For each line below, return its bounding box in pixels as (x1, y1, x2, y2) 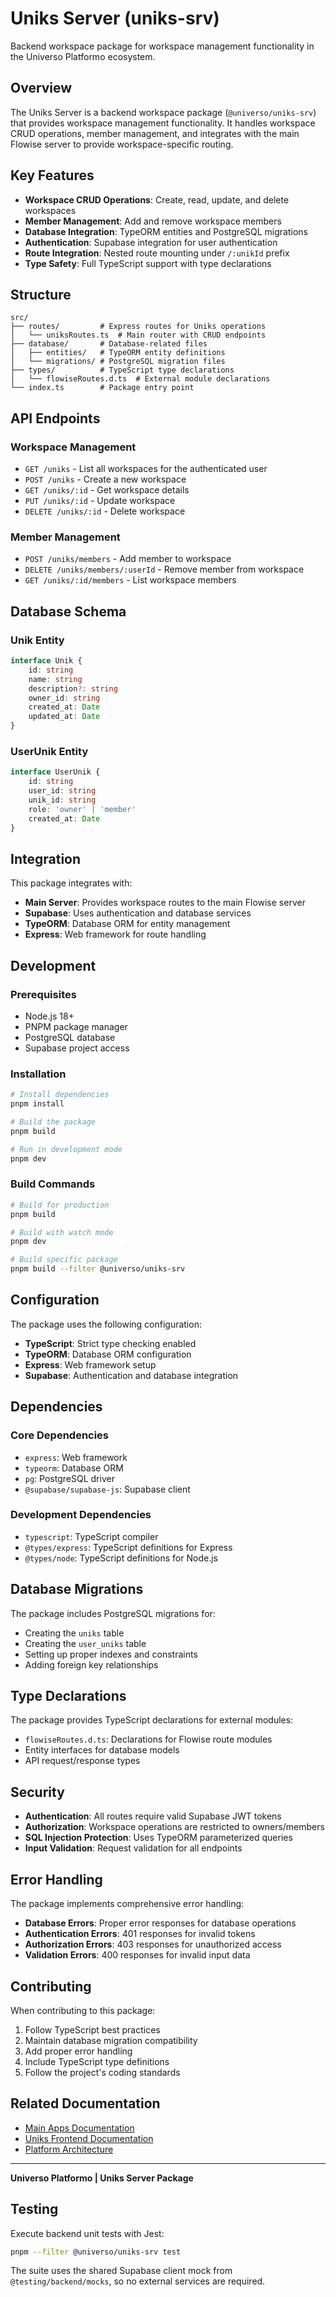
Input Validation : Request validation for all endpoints (24, 1842, 243, 1854)
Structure (10, 286, 72, 303)
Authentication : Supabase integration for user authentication (24, 236, 278, 248)
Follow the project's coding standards (24, 2066, 181, 2078)
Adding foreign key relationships (24, 1658, 159, 1671)
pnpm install (10, 1099, 65, 1109)
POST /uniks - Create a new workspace (24, 473, 187, 486)
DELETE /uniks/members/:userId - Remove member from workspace (24, 563, 305, 576)
